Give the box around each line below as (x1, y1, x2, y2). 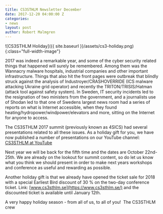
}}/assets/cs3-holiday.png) (80, 43, 134, 49)
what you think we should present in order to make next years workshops (5, 159, 152, 165)
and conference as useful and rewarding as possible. (5, 165, 111, 171)
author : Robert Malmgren (5, 30, 55, 35)
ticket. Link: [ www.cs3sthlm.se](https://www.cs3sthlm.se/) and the (5, 185, 139, 190)
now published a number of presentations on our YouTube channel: (5, 135, 140, 140)
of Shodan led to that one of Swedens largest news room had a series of (5, 99, 150, 105)
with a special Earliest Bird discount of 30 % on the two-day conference (5, 179, 149, 185)
